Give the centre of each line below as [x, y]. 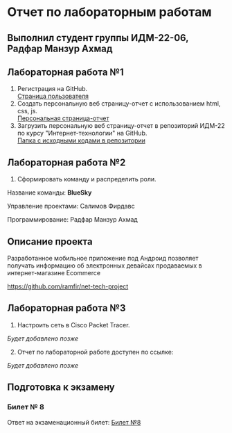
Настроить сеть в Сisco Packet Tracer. [73, 325]
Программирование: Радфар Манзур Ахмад [73, 220]
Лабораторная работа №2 [66, 162]
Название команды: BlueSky [50, 193]
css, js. [27, 111]
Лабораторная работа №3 [66, 308]
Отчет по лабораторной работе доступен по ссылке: [95, 352]
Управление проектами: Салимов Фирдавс [71, 206]
